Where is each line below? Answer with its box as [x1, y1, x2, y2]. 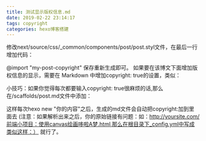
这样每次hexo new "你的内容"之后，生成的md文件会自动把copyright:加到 [6, 105, 189, 113]
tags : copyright [6, 20, 48, 26]
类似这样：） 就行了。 [6, 128, 62, 136]
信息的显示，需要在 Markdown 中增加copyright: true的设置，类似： [11, 71, 181, 79]
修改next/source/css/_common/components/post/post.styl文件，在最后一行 [6, 43, 198, 51]
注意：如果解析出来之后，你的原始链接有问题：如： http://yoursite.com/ [20, 113, 200, 120]
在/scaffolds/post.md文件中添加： [6, 92, 92, 99]
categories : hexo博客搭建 [6, 26, 69, 32]
